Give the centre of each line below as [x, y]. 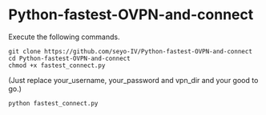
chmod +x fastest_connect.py [57, 65]
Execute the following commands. [64, 37]
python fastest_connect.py [53, 103]
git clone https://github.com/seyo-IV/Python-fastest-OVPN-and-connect [130, 51]
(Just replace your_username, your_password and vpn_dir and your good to [133, 80]
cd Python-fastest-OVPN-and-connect [69, 58]
